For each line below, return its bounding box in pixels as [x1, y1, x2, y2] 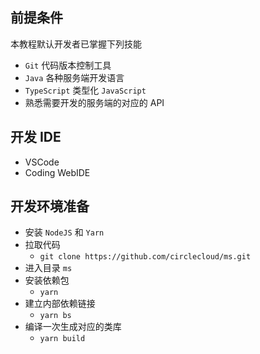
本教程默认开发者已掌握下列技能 [10, 38, 142, 50]
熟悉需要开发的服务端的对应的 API [24, 96, 165, 108]
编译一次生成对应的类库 [24, 321, 122, 333]
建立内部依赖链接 [24, 298, 96, 310]
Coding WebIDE [24, 166, 91, 178]
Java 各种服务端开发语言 [24, 71, 125, 83]
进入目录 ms [24, 262, 73, 274]
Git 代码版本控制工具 [24, 59, 112, 71]
